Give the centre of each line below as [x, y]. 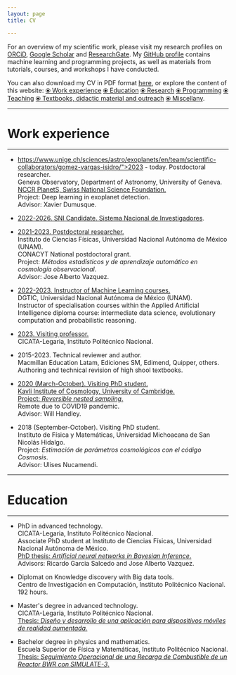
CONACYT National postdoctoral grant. [74, 254]
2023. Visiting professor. [53, 334]
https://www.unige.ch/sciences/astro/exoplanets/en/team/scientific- [117, 160]
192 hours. [33, 592]
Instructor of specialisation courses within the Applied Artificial [108, 305]
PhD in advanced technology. [60, 526]
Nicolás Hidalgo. [41, 442]
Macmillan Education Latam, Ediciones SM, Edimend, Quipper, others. [118, 363]
